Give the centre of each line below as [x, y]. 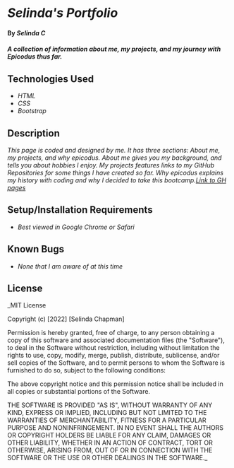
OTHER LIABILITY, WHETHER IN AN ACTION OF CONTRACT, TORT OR [110, 443]
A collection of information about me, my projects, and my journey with [114, 49]
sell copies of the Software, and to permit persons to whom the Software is [116, 363]
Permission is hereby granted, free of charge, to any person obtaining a [111, 333]
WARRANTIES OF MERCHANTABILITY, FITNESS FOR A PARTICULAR [107, 420]
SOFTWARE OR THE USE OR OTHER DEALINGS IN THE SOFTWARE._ [107, 458]
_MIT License [27, 305]
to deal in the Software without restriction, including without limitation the [113, 348]
